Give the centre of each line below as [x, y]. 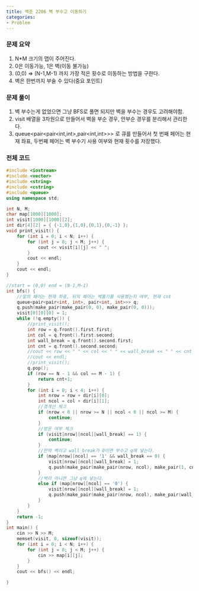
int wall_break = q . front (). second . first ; [81, 341]
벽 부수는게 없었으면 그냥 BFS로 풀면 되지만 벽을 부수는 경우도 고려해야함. [99, 111]
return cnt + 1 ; [55, 379]
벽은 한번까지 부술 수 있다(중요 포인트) [58, 81]
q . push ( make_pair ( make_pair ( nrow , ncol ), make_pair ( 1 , [117, 467]
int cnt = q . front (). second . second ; [73, 346]
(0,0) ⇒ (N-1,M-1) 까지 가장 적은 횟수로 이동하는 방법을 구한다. [87, 73]
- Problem [18, 23]
